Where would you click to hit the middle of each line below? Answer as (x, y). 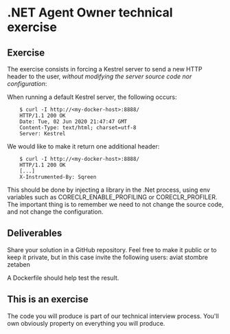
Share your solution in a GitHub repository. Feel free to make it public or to (112, 249)
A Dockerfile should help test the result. (63, 278)
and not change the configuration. (55, 212)
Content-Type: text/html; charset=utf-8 (78, 128)
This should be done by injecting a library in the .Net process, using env (109, 190)
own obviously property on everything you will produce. (86, 323)
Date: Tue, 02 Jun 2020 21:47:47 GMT (73, 122)
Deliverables (35, 233)
